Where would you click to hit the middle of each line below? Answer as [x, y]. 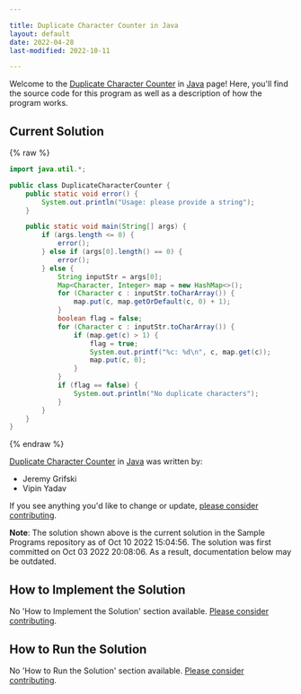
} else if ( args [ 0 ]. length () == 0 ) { [112, 252]
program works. [39, 103]
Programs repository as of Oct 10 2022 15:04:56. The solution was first [140, 542]
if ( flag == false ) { [98, 386]
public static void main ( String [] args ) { [106, 227]
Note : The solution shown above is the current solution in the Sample [137, 533]
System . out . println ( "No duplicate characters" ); [166, 393]
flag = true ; [114, 343]
